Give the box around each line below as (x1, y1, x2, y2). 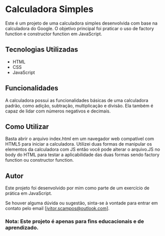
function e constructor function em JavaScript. (5, 31, 102, 37)
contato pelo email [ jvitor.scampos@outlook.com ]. (5, 205, 110, 211)
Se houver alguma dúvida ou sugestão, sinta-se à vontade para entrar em (5, 200, 158, 206)
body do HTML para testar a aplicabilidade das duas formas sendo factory (5, 152, 160, 158)
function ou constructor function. (5, 157, 74, 163)
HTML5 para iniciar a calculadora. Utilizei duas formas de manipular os (5, 141, 152, 147)
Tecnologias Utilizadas (5, 45, 78, 54)
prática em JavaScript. (5, 190, 52, 196)
